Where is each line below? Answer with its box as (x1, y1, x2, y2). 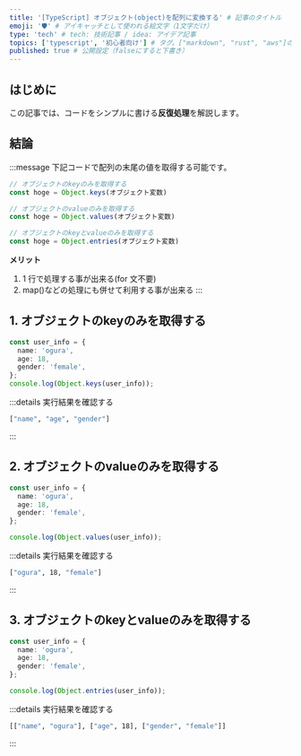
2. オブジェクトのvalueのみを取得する (9, 459, 219, 474)
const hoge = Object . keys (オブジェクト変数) (9, 187, 168, 197)
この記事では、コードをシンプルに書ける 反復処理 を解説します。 (9, 107, 245, 117)
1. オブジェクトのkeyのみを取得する (9, 313, 206, 328)
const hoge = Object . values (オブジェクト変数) (9, 213, 176, 222)
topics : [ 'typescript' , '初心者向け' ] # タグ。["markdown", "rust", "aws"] (9, 38, 288, 48)
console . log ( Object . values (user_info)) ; (9, 533, 163, 543)
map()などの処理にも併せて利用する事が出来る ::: (21, 284, 203, 295)
